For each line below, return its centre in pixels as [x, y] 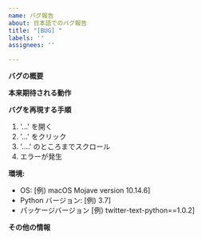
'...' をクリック [43, 137]
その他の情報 [29, 227]
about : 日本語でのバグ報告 [48, 23]
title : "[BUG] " [35, 30]
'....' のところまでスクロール [65, 147]
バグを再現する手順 [40, 110]
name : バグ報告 [31, 16]
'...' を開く [36, 127]
